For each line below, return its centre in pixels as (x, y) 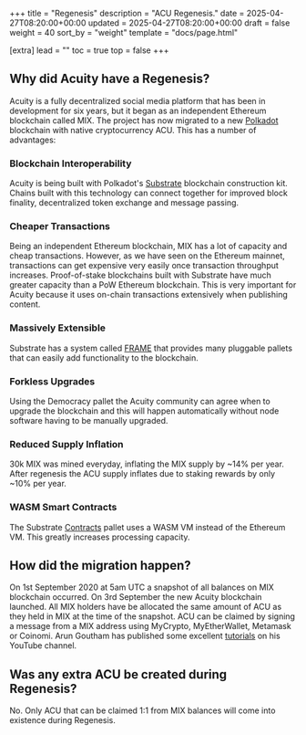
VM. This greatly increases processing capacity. (100, 537)
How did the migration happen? (100, 565)
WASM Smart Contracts (63, 508)
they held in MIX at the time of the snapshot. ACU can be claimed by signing (153, 616)
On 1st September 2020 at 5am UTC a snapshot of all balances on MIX (142, 587)
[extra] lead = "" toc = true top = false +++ (89, 50)
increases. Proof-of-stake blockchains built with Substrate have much (140, 275)
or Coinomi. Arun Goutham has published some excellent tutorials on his (145, 636)
